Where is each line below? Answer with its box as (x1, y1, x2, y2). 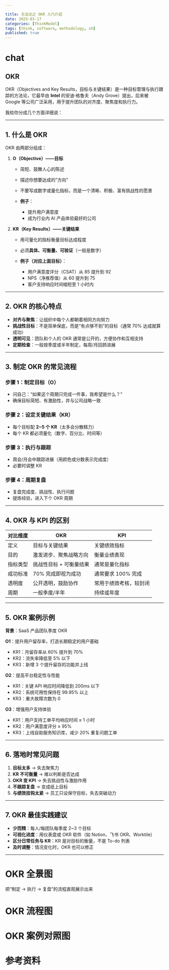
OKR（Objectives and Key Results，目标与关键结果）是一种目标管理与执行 (5, 86, 159, 92)
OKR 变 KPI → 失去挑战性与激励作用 (12, 777, 87, 783)
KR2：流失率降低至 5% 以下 (12, 655, 70, 661)
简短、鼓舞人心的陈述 (20, 166, 64, 172)
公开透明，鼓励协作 (33, 580, 79, 587)
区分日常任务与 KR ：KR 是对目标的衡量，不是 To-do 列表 (12, 838, 130, 844)
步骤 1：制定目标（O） (5, 379, 59, 386)
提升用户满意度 (27, 209, 59, 215)
